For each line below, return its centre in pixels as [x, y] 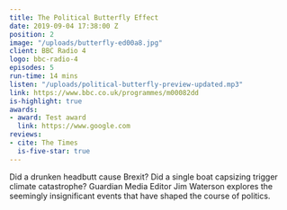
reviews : [26, 135]
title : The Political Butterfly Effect [84, 17]
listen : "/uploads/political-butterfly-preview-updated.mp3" [126, 84]
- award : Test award [48, 118]
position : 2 [31, 34]
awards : [24, 109]
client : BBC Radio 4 [48, 51]
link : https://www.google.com [74, 127]
